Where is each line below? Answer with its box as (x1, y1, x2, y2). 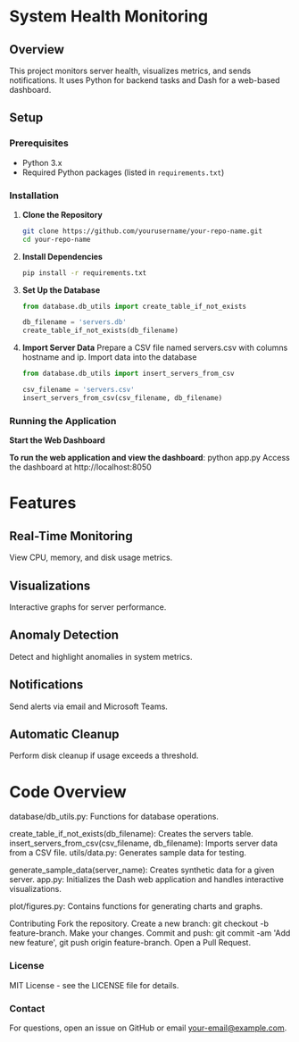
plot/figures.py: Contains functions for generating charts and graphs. (9, 901, 263, 912)
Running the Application (9, 414, 117, 427)
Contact (9, 1002, 46, 1014)
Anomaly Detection (9, 628, 119, 643)
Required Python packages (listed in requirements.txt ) (21, 167, 225, 178)
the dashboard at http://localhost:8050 (9, 462, 152, 472)
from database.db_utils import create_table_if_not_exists (21, 302, 247, 311)
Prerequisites (9, 137, 69, 149)
